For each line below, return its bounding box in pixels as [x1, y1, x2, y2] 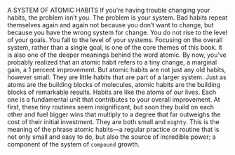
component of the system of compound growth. [7, 140, 140, 148]
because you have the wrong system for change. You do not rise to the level [7, 28, 228, 36]
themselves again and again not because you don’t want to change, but [7, 21, 214, 29]
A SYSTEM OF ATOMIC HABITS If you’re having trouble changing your [7, 6, 210, 14]
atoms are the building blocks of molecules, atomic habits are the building [7, 81, 221, 88]
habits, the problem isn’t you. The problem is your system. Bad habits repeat [7, 13, 228, 22]
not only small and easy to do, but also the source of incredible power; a [7, 133, 216, 141]
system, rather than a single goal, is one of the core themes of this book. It [7, 43, 222, 51]
